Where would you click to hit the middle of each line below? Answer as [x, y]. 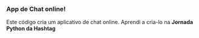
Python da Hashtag [31, 28]
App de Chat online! [36, 9]
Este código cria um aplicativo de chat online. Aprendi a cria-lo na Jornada [100, 22]
